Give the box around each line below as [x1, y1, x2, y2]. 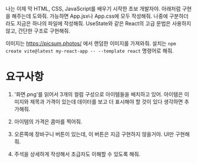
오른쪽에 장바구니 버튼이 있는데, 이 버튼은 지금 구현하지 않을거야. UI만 [14, 131, 174, 138]
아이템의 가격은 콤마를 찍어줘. [14, 118, 83, 125]
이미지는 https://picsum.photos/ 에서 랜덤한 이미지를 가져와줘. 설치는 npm [5, 40, 176, 47]
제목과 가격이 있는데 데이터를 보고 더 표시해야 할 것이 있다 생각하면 [30, 98, 183, 105]
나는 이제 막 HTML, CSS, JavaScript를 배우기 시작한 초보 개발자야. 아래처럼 [5, 5, 181, 12]
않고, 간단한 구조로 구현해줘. [5, 27, 70, 34]
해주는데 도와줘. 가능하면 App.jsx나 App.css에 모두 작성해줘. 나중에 [11, 12, 168, 19]
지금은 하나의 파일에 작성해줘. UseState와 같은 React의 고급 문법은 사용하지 [16, 20, 192, 27]
